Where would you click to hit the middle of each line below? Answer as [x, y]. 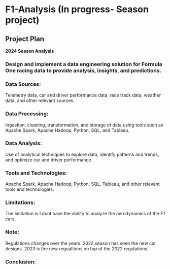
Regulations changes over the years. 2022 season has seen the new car [81, 243]
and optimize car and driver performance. [49, 160]
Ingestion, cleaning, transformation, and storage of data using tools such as [84, 125]
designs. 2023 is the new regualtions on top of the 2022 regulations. [77, 248]
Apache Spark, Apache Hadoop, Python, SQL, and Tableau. [67, 130]
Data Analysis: [24, 143]
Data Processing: [27, 114]
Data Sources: [23, 84]
